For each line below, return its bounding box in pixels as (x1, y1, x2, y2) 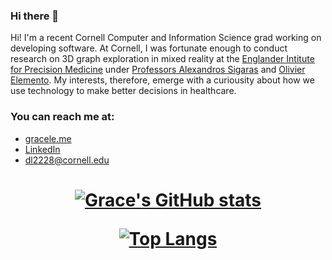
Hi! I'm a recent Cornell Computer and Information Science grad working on (10, 32, 322, 44)
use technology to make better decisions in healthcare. (10, 85, 237, 97)
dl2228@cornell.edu (24, 154, 110, 166)
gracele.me (24, 132, 72, 144)
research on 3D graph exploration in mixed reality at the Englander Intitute (10, 53, 315, 65)
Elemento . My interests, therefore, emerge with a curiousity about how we (10, 74, 315, 86)
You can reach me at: (10, 110, 115, 124)
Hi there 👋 (10, 9, 60, 23)
